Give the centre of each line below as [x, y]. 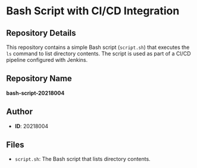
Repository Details [41, 33]
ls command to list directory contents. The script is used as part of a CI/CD [99, 54]
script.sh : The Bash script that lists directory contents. [82, 159]
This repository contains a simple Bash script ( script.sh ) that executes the [98, 47]
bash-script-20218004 [35, 93]
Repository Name [39, 79]
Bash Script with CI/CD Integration [93, 11]
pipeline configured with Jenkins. [47, 60]
